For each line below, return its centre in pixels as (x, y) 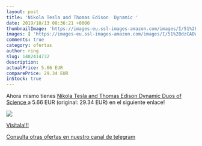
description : (23, 62)
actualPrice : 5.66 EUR (35, 68)
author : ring (23, 51)
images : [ (19, 34)
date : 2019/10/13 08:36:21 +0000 (48, 23)
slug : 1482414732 (28, 56)
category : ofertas (29, 46)
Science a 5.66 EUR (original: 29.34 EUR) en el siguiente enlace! (86, 102)
